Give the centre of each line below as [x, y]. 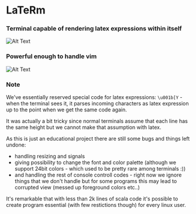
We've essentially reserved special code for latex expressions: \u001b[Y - [94, 97]
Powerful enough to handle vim [51, 56]
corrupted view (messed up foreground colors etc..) [77, 188]
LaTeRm [26, 10]
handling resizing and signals [50, 157]
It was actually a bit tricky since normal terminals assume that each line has [97, 121]
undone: [16, 145]
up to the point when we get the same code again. [66, 110]
